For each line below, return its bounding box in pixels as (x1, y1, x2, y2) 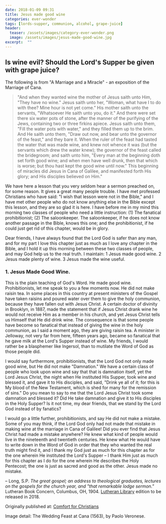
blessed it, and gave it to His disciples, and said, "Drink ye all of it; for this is (5, 379, 160, 385)
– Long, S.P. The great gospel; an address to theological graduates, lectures (5, 478, 161, 484)
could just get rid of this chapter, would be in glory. (5, 225, 109, 231)
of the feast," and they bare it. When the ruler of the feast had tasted (17, 136, 158, 142)
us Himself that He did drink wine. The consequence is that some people (5, 316, 154, 322)
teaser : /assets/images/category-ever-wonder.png (9, 30, 114, 35)
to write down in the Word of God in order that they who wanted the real (5, 441, 152, 448)
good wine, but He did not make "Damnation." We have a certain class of (5, 363, 154, 369)
